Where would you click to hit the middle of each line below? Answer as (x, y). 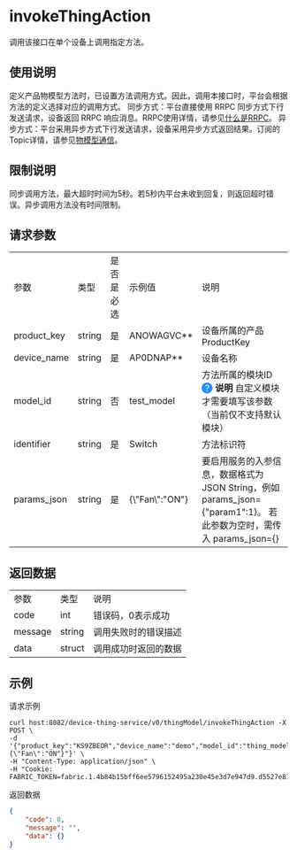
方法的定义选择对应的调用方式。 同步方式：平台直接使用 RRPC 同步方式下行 (147, 106)
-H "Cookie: (31, 769)
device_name (41, 358)
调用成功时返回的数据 (137, 649)
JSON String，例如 (241, 488)
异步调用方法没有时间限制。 (75, 205)
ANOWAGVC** (161, 336)
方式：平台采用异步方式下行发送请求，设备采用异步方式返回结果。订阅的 (148, 128)
